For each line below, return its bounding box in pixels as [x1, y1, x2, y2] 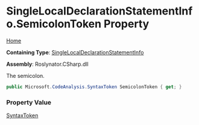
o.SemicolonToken [6, 17, 101, 31]
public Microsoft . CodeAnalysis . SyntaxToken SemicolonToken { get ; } [6, 83, 182, 90]
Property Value [6, 98, 52, 106]
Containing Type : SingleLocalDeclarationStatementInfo [6, 48, 144, 56]
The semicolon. [6, 72, 45, 79]
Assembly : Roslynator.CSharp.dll [6, 60, 89, 68]
